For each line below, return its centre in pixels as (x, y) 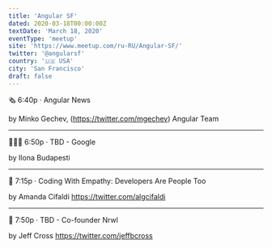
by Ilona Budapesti (39, 157)
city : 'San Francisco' (47, 69)
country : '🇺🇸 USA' (41, 62)
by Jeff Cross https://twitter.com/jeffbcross (81, 235)
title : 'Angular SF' (43, 16)
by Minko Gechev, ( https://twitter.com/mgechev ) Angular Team (114, 118)
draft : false (30, 76)
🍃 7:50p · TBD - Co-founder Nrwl (64, 220)
